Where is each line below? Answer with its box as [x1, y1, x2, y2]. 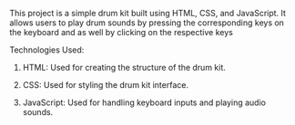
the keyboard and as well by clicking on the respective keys [9, 27, 234, 37]
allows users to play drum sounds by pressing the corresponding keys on [9, 17, 285, 28]
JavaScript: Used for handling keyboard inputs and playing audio [22, 97, 267, 108]
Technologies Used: [9, 44, 85, 55]
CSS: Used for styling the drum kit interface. [22, 80, 189, 90]
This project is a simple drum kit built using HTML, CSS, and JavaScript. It [9, 8, 287, 18]
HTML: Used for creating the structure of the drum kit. [22, 62, 226, 72]
